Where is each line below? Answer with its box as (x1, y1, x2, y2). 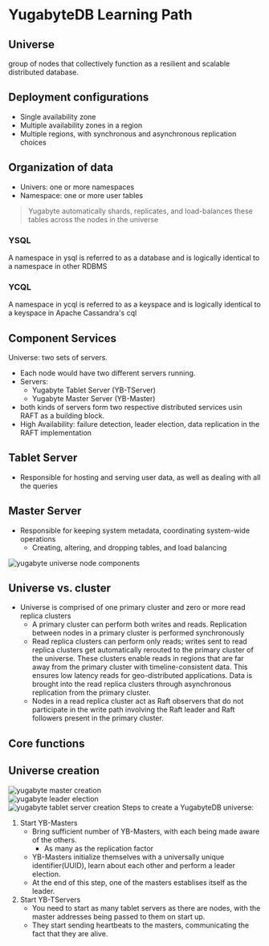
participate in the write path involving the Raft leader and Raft (31, 704, 235, 715)
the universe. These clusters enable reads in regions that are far (31, 654, 244, 664)
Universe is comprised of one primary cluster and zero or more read (19, 603, 247, 612)
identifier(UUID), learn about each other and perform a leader (31, 860, 235, 870)
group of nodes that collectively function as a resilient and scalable (8, 59, 230, 68)
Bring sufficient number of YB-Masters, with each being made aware (31, 826, 260, 836)
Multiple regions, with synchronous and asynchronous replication (19, 128, 237, 138)
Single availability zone (19, 112, 96, 121)
